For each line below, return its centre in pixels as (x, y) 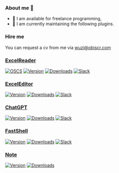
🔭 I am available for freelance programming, (57, 19)
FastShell (17, 131)
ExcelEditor (19, 84)
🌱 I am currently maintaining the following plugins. (63, 24)
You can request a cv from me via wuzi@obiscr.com (58, 47)
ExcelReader (20, 60)
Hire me (15, 37)
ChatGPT (16, 107)
